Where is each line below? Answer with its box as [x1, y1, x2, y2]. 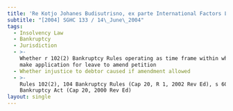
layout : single [7, 94, 51, 101]
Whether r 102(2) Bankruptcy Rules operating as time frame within [19, 55, 218, 62]
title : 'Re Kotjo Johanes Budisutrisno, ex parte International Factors [7, 10, 222, 17]
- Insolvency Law [13, 29, 64, 37]
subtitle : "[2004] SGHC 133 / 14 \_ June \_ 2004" [7, 17, 144, 23]
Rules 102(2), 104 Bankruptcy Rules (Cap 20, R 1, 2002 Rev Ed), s [19, 81, 218, 88]
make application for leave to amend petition [19, 61, 157, 68]
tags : [7, 23, 23, 30]
